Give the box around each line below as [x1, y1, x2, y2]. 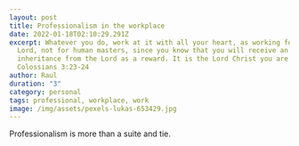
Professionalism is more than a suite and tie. [9, 128, 172, 139]
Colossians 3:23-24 [17, 63, 90, 72]
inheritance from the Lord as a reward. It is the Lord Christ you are [17, 54, 289, 63]
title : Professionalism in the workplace [9, 21, 166, 30]
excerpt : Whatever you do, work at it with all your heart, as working [9, 37, 280, 47]
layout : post [9, 12, 58, 22]
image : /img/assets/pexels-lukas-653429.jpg [9, 104, 177, 113]
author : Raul [9, 71, 58, 80]
